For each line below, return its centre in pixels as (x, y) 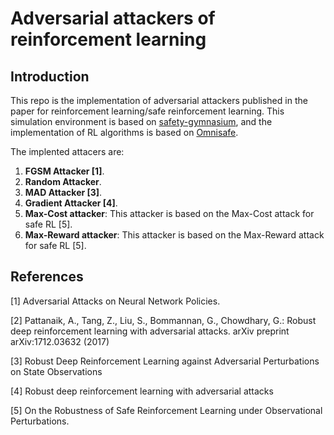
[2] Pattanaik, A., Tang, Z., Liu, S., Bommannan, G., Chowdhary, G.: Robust (163, 320)
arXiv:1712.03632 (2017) (60, 341)
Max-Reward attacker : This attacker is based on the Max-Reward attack (174, 235)
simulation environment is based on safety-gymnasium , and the (141, 121)
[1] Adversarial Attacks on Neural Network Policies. (115, 301)
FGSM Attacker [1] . (64, 171)
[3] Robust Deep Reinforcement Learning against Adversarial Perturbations (165, 361)
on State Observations (56, 371)
